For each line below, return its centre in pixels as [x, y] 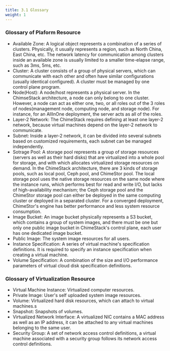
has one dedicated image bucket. [47, 233]
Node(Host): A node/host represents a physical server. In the [76, 92]
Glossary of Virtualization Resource [50, 279]
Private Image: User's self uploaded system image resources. [77, 295]
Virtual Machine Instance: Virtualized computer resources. [73, 290]
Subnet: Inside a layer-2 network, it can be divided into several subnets [87, 136]
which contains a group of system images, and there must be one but [85, 222]
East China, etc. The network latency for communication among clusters [88, 55]
